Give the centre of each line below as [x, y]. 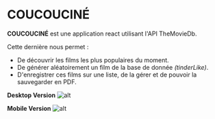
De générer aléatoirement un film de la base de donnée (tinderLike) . [113, 67]
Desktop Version [31, 95]
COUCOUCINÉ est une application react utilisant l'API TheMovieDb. [102, 34]
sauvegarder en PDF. [47, 81]
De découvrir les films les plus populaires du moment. [93, 60]
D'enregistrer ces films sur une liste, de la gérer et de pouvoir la [107, 75]
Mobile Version [29, 108]
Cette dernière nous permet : [48, 47]
